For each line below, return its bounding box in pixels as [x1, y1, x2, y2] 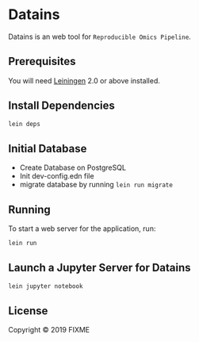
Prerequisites [8, 55, 76, 68]
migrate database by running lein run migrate [19, 180, 173, 190]
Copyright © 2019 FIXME [8, 325, 90, 335]
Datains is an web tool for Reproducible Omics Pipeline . [8, 32, 192, 41]
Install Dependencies [8, 99, 115, 113]
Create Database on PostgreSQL [19, 163, 127, 172]
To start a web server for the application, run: [8, 224, 156, 233]
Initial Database [8, 141, 87, 156]
